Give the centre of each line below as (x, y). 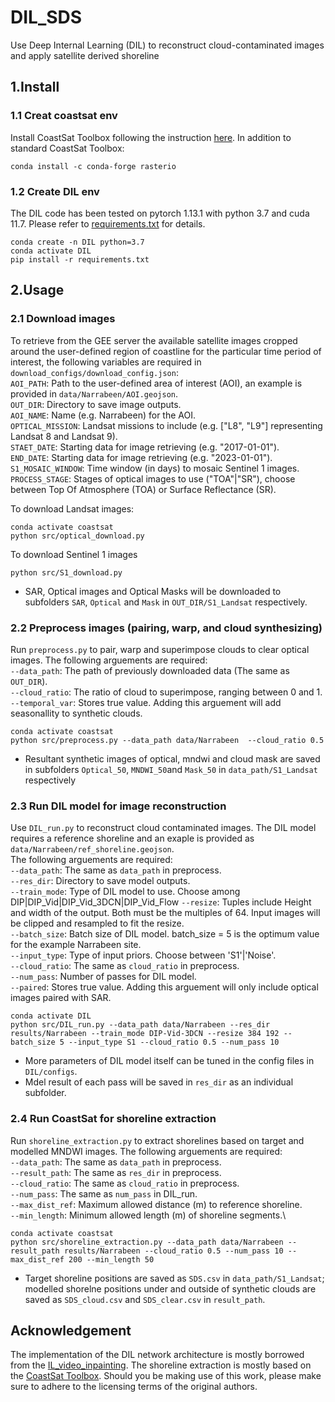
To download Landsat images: (72, 508)
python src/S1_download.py (66, 572)
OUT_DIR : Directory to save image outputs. (96, 404)
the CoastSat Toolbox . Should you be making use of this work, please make (166, 1376)
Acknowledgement (71, 1330)
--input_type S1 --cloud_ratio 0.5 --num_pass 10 (174, 1042)
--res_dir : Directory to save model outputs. (100, 881)
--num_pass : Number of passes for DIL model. (103, 977)
